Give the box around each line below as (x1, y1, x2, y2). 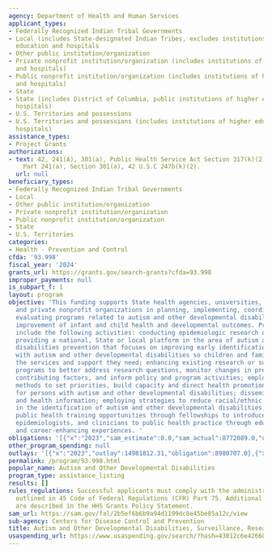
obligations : (8, 434, 53, 442)
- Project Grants (8, 139, 67, 148)
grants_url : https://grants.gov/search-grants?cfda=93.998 (8, 268, 212, 276)
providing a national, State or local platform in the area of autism (15, 336, 259, 345)
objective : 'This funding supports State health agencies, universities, (8, 298, 263, 307)
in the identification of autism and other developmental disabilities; (15, 404, 266, 412)
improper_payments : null (8, 276, 92, 284)
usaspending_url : (8, 532, 67, 540)
